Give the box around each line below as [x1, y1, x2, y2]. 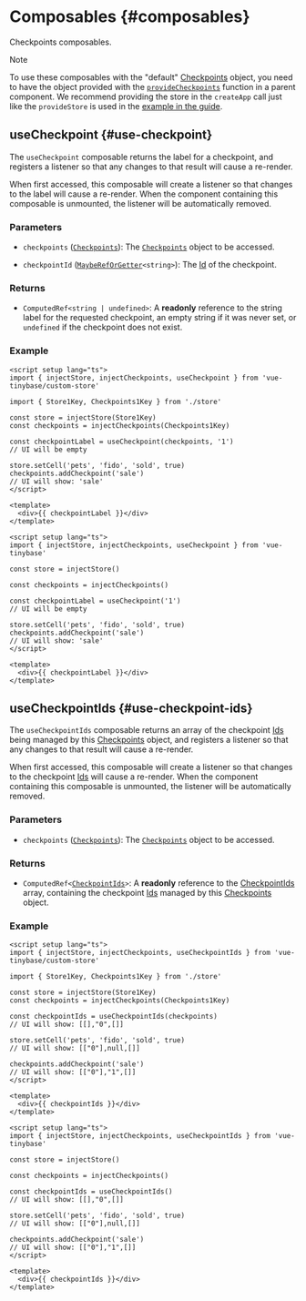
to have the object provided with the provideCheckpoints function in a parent [9, 81, 296, 92]
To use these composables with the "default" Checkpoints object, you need [9, 71, 293, 83]
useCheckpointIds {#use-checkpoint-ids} [9, 701, 253, 717]
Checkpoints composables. [9, 36, 112, 47]
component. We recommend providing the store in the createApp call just [9, 91, 282, 102]
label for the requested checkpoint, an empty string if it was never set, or [22, 312, 297, 323]
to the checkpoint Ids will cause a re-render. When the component [9, 771, 259, 782]
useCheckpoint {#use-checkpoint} [9, 127, 213, 143]
